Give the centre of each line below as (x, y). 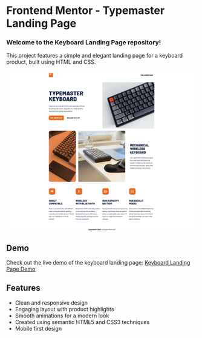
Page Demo (21, 269)
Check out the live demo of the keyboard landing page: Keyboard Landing (98, 263)
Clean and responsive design (51, 303)
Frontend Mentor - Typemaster (86, 11)
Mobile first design (38, 328)
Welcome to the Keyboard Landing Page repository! (84, 42)
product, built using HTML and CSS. (51, 62)
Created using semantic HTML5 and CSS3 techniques (82, 322)
